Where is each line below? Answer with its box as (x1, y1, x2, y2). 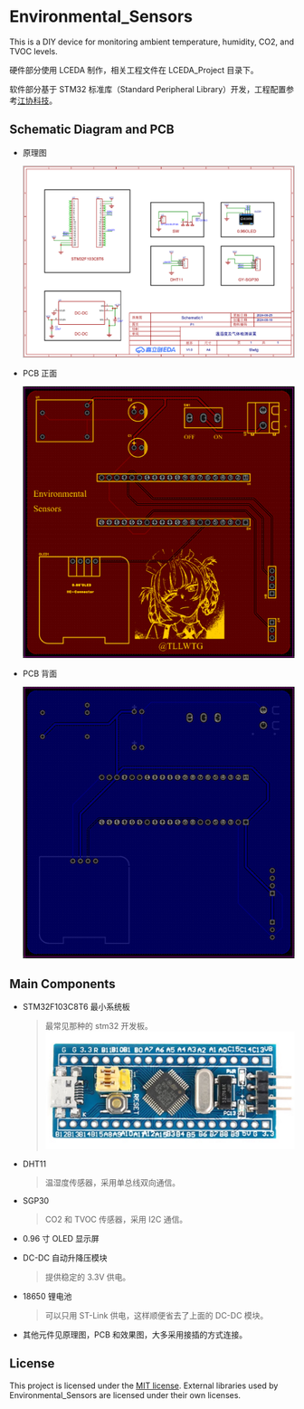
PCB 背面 (22, 668, 58, 679)
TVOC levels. (9, 45, 58, 56)
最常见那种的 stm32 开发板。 (44, 1021, 153, 1031)
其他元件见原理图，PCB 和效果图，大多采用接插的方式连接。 (22, 1329, 248, 1340)
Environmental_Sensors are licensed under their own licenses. (9, 1389, 242, 1400)
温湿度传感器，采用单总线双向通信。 (44, 1177, 181, 1188)
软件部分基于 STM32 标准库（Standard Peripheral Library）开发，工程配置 (9, 83, 287, 94)
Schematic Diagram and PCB (9, 122, 175, 138)
